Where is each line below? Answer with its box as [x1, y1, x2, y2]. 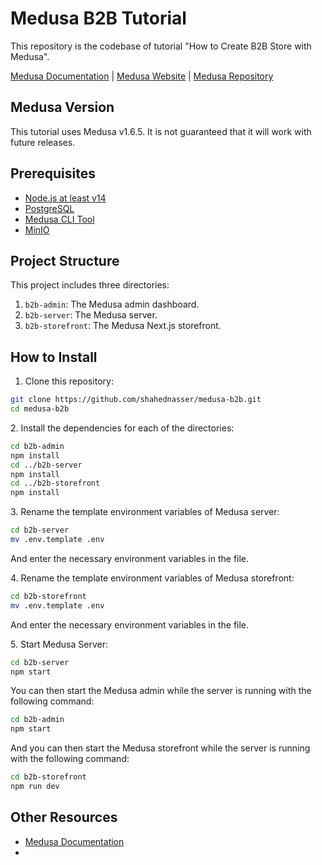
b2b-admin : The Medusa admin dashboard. [24, 298, 200, 311]
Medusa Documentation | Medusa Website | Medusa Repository [10, 70, 274, 82]
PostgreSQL [24, 202, 75, 214]
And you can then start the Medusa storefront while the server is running [10, 742, 311, 754]
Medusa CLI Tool [24, 213, 95, 225]
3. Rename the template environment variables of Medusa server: [10, 506, 280, 518]
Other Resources [10, 809, 118, 826]
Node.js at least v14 [24, 192, 107, 204]
